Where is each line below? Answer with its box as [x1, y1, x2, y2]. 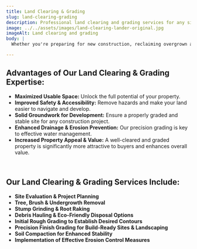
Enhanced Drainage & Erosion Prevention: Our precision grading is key [14, 124, 188, 131]
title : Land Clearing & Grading [6, 8, 85, 15]
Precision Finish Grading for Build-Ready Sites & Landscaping [14, 224, 168, 231]
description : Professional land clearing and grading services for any [6, 19, 185, 25]
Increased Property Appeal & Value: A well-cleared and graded [14, 136, 170, 144]
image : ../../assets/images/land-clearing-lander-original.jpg [6, 25, 164, 31]
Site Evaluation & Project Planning [14, 193, 99, 200]
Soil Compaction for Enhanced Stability [14, 230, 113, 237]
